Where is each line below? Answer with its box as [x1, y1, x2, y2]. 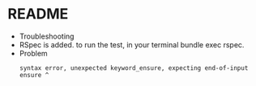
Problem [19, 48, 48, 58]
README [7, 5, 69, 23]
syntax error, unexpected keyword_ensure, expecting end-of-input [19, 63, 249, 72]
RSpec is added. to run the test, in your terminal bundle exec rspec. [19, 39, 245, 49]
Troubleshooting [19, 31, 75, 41]
